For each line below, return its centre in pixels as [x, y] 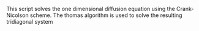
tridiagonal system [30, 22]
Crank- [185, 9]
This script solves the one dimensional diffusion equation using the [91, 9]
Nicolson [17, 15]
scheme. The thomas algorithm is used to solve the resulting [106, 15]
